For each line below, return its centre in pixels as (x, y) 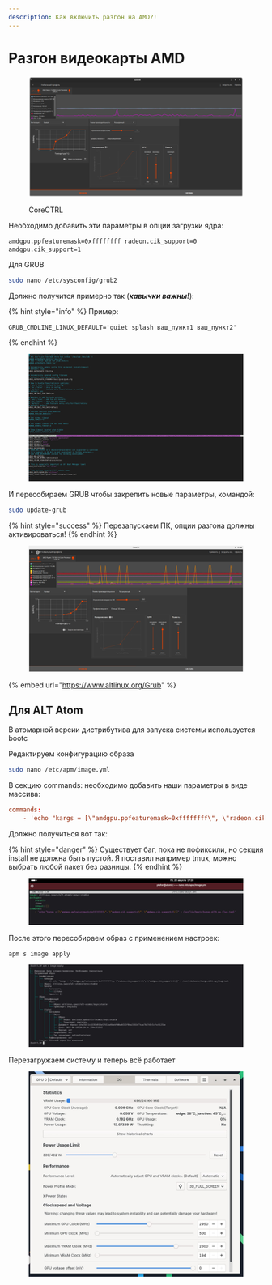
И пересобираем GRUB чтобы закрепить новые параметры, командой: (132, 494)
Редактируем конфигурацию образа (71, 754)
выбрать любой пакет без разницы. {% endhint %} (96, 867)
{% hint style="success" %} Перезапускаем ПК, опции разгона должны (132, 525)
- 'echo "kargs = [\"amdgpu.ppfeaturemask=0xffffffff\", (121, 819)
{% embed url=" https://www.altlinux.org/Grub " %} (92, 685)
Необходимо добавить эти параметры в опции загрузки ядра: (116, 226)
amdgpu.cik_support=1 (45, 250)
